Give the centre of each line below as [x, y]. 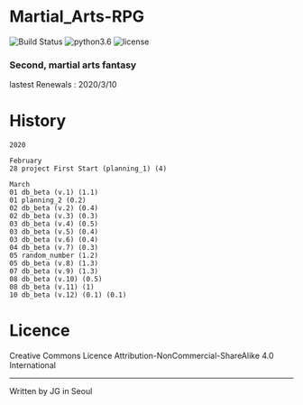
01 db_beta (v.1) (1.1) [54, 193]
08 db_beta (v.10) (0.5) [56, 280]
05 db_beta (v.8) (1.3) [54, 263]
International [33, 365]
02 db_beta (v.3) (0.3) [54, 216]
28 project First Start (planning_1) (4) [88, 169]
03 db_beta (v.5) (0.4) [54, 232]
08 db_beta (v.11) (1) [52, 287]
